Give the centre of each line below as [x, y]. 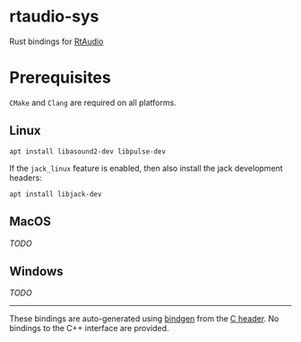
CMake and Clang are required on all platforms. [93, 102]
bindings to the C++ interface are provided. [89, 329]
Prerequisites [60, 78]
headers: [26, 178]
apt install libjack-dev [56, 194]
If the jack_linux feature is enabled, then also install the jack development [146, 168]
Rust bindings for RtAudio [56, 41]
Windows [36, 271]
